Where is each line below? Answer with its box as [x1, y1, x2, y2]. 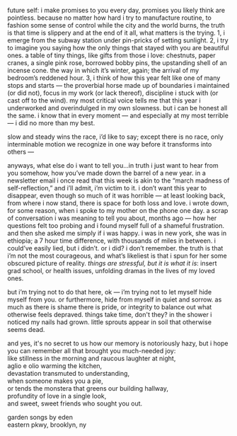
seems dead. [7, 326, 45, 333]
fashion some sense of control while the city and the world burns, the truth [7, 21, 225, 29]
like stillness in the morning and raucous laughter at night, [7, 354, 176, 362]
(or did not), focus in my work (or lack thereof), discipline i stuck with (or [7, 88, 219, 97]
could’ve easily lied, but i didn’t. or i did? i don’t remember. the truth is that [7, 244, 224, 252]
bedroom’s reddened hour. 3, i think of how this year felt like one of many [7, 74, 221, 82]
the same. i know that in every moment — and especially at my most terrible [7, 111, 229, 120]
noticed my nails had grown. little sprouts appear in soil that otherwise [7, 318, 212, 326]
